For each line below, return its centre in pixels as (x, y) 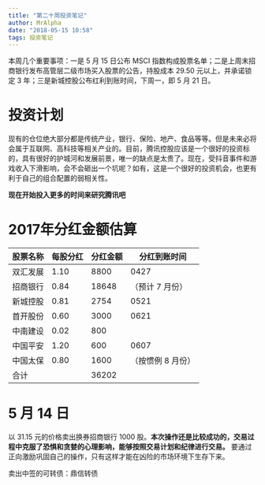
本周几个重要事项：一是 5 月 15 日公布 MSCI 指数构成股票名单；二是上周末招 (132, 61)
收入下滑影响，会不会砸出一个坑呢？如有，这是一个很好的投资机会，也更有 (136, 168)
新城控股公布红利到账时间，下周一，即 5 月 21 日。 (133, 80)
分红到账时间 (163, 257)
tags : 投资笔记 (31, 37)
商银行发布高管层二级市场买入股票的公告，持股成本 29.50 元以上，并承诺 (127, 71)
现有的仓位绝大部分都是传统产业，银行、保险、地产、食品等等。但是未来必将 (132, 139)
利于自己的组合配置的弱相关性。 (60, 178)
